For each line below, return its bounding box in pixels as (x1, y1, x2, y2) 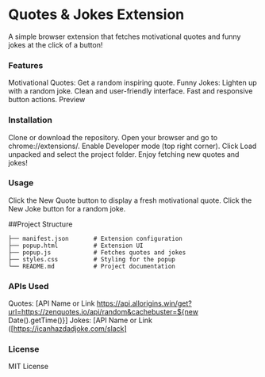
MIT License (8, 362, 49, 371)
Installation (8, 115, 53, 126)
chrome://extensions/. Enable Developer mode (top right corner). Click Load (8, 141, 257, 150)
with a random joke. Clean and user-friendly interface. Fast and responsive (8, 86, 253, 96)
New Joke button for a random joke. (8, 204, 126, 213)
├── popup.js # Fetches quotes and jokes (8, 248, 186, 257)
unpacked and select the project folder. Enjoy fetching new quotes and (8, 149, 240, 159)
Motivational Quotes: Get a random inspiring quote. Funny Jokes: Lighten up (8, 78, 258, 88)
